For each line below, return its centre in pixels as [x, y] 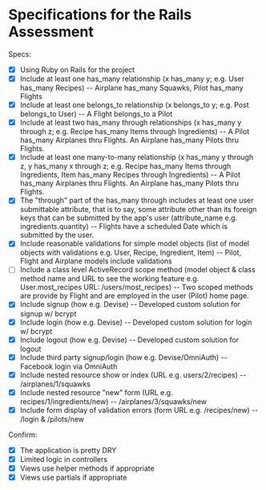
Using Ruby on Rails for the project [77, 69]
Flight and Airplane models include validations [96, 261]
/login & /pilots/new [52, 419]
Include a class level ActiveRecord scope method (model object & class [138, 270]
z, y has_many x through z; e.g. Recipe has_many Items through [125, 166]
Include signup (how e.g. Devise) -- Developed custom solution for [130, 304]
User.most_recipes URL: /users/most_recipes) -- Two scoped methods [137, 288]
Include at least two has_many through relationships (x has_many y [131, 123]
